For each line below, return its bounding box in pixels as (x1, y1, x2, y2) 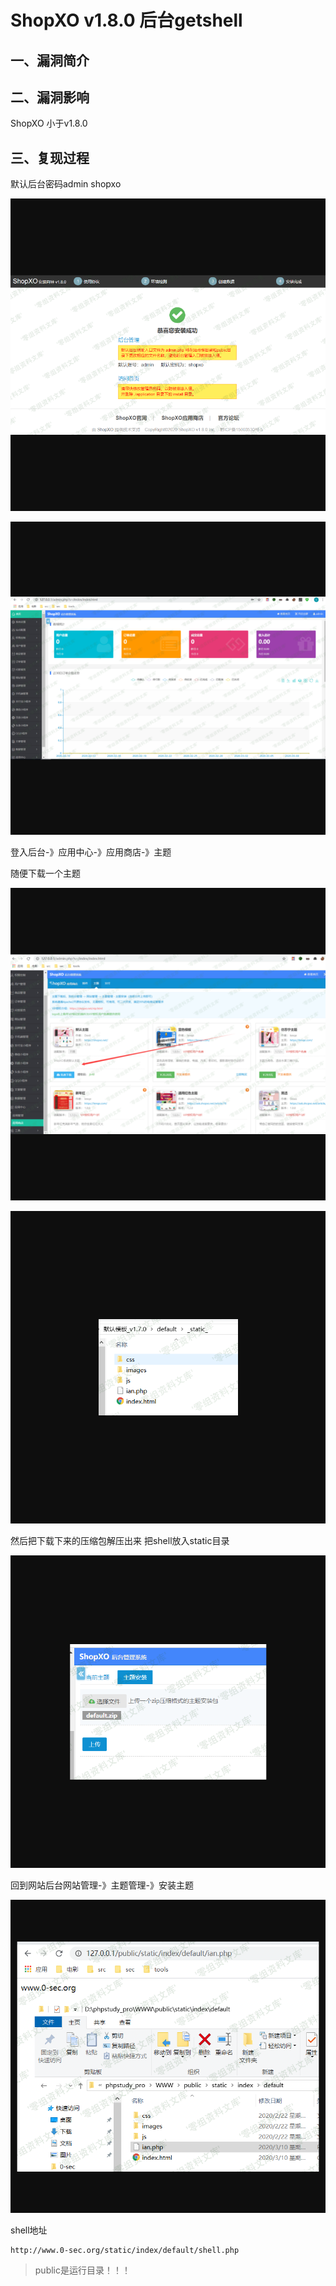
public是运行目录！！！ (34, 2264, 131, 2276)
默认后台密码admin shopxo (10, 178, 122, 190)
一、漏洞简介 (10, 52, 90, 69)
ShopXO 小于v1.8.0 (10, 117, 88, 130)
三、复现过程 (10, 149, 90, 166)
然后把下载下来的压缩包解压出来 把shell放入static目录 (10, 1535, 230, 1547)
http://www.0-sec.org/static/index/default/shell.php (10, 2245, 240, 2255)
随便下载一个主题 (10, 867, 81, 879)
